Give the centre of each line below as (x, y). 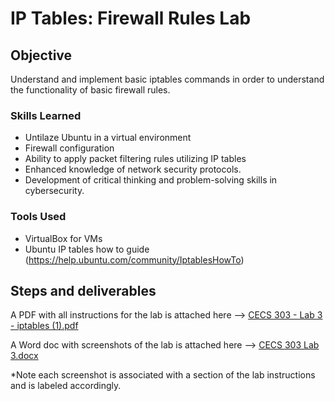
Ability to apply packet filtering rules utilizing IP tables (135, 159)
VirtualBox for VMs (63, 238)
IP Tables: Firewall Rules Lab (131, 18)
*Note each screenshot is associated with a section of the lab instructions (163, 375)
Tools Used (38, 217)
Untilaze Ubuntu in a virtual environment (108, 138)
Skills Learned (46, 115)
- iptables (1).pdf (44, 326)
